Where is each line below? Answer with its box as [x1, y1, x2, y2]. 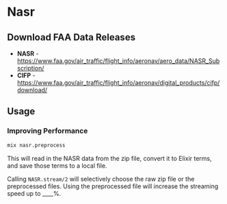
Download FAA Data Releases [7, 31, 135, 43]
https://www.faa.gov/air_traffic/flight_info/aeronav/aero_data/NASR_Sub [16, 57, 220, 65]
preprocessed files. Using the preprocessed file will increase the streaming [7, 182, 219, 190]
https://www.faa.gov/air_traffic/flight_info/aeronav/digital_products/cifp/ [16, 79, 220, 86]
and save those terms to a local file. [7, 162, 107, 170]
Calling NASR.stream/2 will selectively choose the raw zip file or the [7, 175, 195, 183]
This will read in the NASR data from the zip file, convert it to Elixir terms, [7, 154, 212, 162]
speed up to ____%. [7, 189, 62, 197]
